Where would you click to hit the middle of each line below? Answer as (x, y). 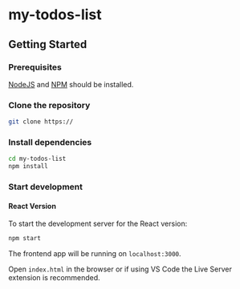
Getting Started (48, 44)
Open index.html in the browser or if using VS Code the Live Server (120, 269)
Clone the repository (49, 105)
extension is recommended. (54, 278)
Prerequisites (35, 67)
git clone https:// (41, 122)
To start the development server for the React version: (98, 224)
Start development (45, 187)
